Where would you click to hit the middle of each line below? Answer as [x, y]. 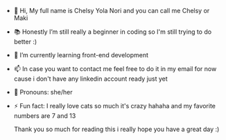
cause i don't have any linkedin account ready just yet [90, 79]
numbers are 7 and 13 [45, 116]
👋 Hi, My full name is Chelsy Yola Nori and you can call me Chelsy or [112, 11]
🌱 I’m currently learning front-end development [81, 55]
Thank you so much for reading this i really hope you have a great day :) [116, 129]
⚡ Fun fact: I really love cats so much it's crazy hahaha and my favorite [115, 106]
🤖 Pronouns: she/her [43, 92]
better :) [25, 42]
